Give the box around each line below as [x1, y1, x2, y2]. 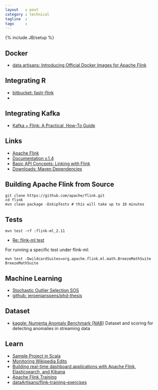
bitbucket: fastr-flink [12, 90, 54, 96]
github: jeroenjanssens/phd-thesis [12, 292, 82, 298]
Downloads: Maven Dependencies [12, 166, 82, 171]
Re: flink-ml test [12, 237, 44, 243]
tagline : [5, 16, 28, 21]
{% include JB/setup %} [5, 35, 54, 41]
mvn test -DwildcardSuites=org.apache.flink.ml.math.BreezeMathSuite [5, 256, 152, 262]
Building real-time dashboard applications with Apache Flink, [12, 363, 136, 369]
